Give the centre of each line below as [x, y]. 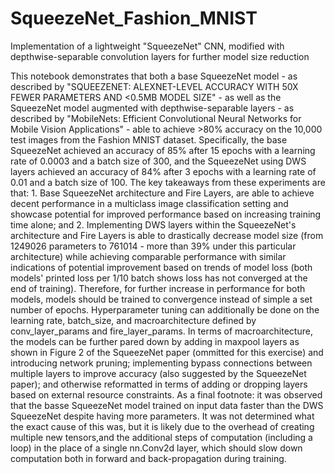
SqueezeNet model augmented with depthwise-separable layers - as [152, 108]
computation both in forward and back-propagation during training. [148, 458]
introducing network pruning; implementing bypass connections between [161, 363]
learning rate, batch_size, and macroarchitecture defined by [133, 320]
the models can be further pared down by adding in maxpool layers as [155, 341]
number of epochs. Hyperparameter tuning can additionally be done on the [165, 309]
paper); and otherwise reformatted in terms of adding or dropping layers [159, 384]
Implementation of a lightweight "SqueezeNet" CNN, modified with [147, 46]
